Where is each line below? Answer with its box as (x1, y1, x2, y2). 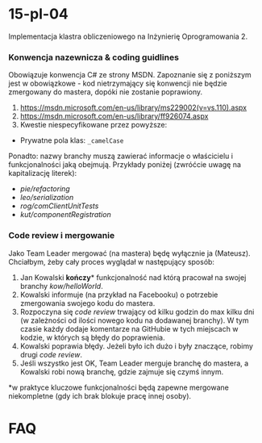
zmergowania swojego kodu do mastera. (19, 298, 156, 307)
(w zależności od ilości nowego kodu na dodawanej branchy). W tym (19, 316, 249, 325)
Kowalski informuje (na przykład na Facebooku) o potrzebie (19, 290, 218, 299)
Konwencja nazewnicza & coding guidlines (8, 52, 180, 63)
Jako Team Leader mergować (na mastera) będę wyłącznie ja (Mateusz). (8, 248, 252, 258)
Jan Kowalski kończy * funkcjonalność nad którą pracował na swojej (19, 272, 247, 282)
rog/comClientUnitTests (19, 201, 99, 211)
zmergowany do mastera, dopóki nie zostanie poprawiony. (8, 87, 203, 97)
